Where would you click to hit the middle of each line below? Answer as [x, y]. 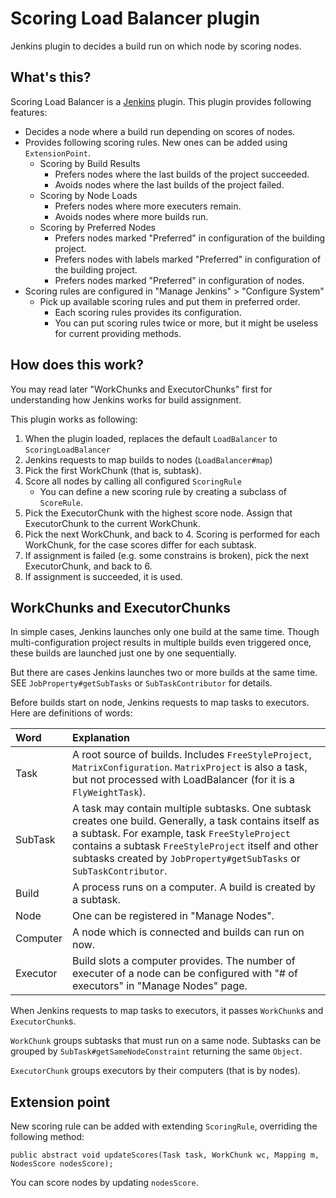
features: [29, 112]
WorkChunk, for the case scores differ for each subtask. [140, 544]
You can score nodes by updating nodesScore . [104, 1183]
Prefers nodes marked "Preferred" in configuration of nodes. [179, 280]
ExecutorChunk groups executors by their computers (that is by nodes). [155, 1071]
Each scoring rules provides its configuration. [148, 312]
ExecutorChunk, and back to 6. [88, 566]
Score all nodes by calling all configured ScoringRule [133, 481]
